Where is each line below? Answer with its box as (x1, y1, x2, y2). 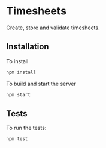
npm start (6, 91, 31, 97)
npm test (6, 136, 28, 142)
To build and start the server (6, 80, 76, 87)
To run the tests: (6, 125, 47, 132)
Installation (6, 42, 49, 52)
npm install (6, 69, 36, 75)
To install (6, 57, 29, 64)
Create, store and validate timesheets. (6, 24, 100, 31)
